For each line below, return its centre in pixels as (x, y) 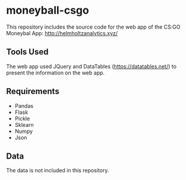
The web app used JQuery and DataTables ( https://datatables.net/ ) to (92, 66)
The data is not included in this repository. (58, 170)
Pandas (24, 105)
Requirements (33, 91)
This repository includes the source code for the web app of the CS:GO (93, 27)
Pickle (22, 118)
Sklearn (24, 125)
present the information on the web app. (56, 73)
